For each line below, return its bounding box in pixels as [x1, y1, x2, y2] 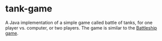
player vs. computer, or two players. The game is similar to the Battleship [5, 24, 157, 30]
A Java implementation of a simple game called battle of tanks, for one [5, 19, 153, 25]
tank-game [5, 3, 52, 14]
